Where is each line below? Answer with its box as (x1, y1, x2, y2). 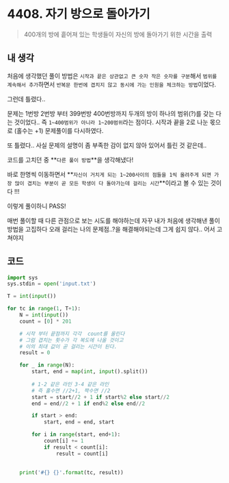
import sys (7, 274, 38, 281)
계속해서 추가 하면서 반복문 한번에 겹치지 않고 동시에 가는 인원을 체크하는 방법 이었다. (7, 80, 217, 88)
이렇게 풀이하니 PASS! (7, 201, 66, 210)
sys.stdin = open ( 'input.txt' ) (7, 280, 96, 288)
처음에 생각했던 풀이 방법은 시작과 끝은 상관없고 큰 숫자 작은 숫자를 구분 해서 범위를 (7, 71, 217, 79)
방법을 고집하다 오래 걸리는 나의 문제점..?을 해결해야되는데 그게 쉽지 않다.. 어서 (7, 225, 215, 233)
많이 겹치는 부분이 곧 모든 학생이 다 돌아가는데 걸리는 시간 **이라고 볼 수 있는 (14, 179, 210, 187)
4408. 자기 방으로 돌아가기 (7, 6, 150, 22)
